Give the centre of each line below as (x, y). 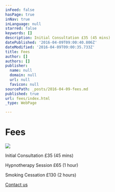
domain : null (23, 75)
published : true (22, 94)
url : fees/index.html (28, 98)
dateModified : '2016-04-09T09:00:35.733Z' (50, 47)
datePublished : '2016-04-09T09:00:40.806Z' (51, 43)
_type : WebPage (21, 103)
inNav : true (17, 19)
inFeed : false (20, 10)
